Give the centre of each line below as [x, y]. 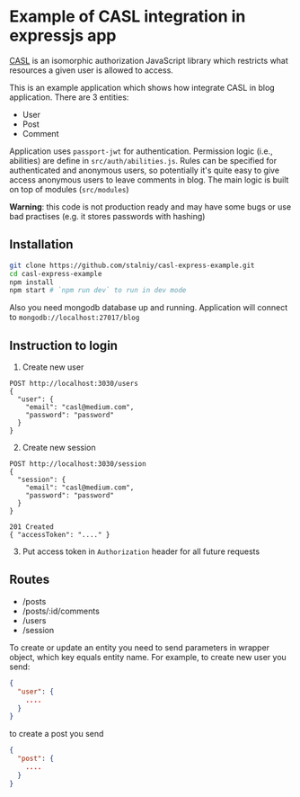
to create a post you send [57, 734]
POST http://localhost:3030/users [74, 384]
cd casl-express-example [56, 273]
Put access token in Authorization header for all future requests [141, 551]
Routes [30, 580]
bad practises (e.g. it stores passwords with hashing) [107, 216]
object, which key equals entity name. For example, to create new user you [148, 657]
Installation [41, 245]
